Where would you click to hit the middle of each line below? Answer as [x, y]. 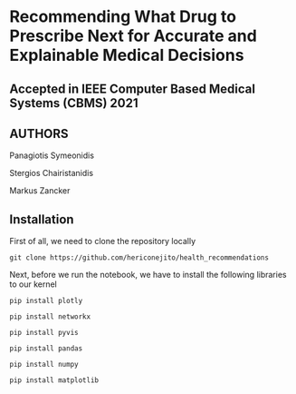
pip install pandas [46, 349]
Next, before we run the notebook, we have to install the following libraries [148, 275]
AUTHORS [39, 133]
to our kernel [33, 284]
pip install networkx [50, 317]
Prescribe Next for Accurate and [134, 36]
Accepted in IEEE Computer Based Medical [133, 89]
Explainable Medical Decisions [127, 55]
